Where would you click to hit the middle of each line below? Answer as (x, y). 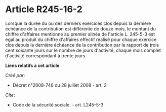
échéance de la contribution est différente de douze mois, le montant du (80, 28)
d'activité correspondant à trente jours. (46, 55)
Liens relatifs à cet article (32, 65)
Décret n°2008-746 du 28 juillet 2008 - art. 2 (60, 85)
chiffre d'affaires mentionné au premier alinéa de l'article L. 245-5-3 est (80, 34)
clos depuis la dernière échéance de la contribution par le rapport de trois (82, 45)
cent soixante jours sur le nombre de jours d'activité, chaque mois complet (83, 50)
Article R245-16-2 (44, 9)
